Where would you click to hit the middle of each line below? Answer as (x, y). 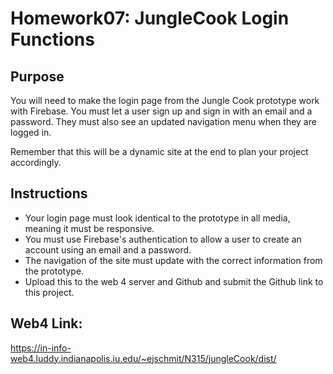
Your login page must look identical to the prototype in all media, (157, 218)
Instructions (49, 193)
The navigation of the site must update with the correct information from (173, 260)
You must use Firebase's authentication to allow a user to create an (163, 239)
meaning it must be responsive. (89, 228)
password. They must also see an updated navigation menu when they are (163, 121)
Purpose (37, 76)
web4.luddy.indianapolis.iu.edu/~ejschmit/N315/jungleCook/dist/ (143, 358)
